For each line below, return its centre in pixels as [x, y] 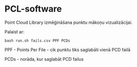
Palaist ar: [15, 32]
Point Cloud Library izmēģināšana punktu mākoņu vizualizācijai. [68, 22]
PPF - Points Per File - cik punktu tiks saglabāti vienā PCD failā [68, 50]
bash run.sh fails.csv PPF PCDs [37, 41]
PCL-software [33, 9]
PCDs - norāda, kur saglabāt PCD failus [44, 59]
